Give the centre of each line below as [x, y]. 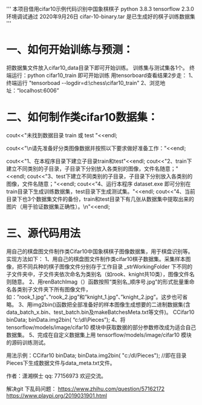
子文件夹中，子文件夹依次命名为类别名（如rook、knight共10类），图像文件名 [100, 274]
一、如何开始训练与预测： [70, 50]
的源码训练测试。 [28, 342]
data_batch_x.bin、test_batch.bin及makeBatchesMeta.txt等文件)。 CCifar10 [100, 312]
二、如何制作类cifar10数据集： [82, 117]
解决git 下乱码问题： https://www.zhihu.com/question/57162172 [86, 389]
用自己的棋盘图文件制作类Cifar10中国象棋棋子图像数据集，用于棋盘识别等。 [100, 251]
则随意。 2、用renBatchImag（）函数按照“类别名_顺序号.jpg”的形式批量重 [98, 282]
